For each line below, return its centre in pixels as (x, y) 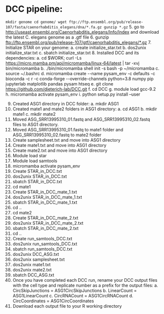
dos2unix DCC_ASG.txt (36, 254)
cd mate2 (22, 212)
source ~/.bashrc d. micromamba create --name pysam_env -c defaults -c (80, 73)
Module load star (30, 155)
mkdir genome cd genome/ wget (36, 22)
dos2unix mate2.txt (32, 270)
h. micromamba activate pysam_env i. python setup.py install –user (73, 94)
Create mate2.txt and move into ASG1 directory (60, 150)
